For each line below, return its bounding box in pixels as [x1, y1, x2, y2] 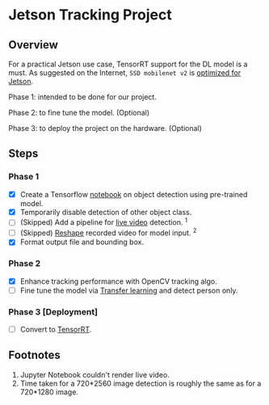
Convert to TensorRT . [19, 325, 92, 335]
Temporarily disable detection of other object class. [19, 207, 192, 217]
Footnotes [8, 348, 61, 362]
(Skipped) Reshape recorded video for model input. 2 [19, 226, 197, 238]
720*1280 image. [19, 386, 79, 397]
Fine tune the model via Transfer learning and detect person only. [19, 285, 238, 295]
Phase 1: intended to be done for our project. [8, 92, 158, 102]
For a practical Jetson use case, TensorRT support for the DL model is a [8, 59, 248, 69]
